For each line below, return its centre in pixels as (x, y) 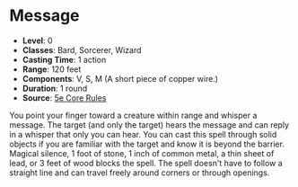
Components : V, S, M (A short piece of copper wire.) (120, 78)
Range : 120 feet (52, 69)
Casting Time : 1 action (64, 59)
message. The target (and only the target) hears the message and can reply (149, 125)
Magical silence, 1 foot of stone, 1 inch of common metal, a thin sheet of (142, 153)
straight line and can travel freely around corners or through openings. (140, 173)
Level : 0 (37, 40)
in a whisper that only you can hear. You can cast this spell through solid (143, 134)
